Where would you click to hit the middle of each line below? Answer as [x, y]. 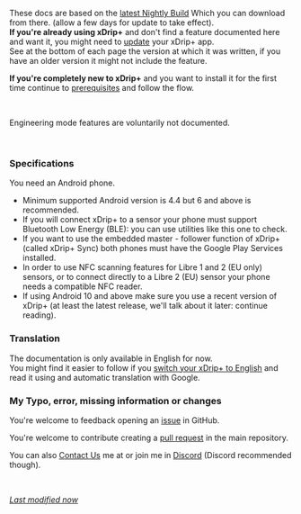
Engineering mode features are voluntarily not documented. [120, 122]
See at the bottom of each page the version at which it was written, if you [145, 51]
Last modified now [44, 500]
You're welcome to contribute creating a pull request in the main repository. [149, 437]
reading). [39, 315]
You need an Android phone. [62, 183]
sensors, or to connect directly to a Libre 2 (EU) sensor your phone [146, 277]
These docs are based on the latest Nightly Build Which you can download [147, 13]
